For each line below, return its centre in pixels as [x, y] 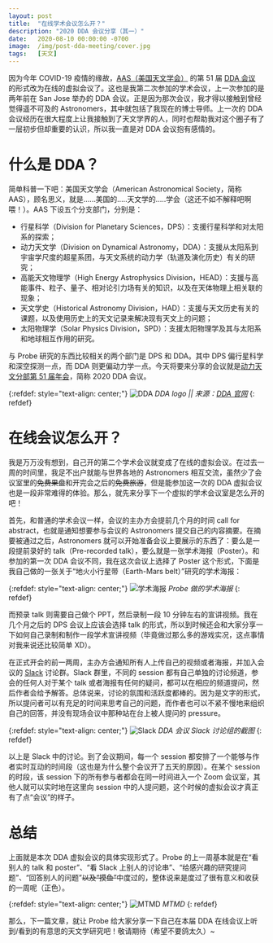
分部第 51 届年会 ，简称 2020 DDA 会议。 [83, 376]
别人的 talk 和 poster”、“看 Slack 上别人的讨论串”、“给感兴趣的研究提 [124, 867]
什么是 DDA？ [54, 165]
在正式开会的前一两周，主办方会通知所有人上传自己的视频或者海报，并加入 [133, 662]
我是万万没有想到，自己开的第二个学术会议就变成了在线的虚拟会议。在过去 [133, 462]
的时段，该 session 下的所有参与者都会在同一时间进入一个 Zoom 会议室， [131, 776]
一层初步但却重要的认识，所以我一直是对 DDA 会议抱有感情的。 [114, 129]
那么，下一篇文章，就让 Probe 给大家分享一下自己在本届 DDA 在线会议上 [130, 920]
